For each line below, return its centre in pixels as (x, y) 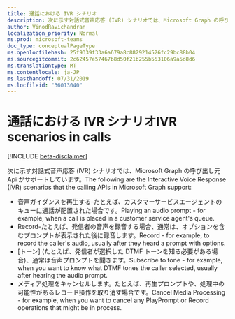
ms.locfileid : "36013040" (45, 85)
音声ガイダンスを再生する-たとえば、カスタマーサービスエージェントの (120, 202)
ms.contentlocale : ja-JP (43, 72)
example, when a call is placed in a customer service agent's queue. (116, 218)
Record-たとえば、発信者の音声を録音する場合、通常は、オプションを (118, 227)
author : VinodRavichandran (47, 27)
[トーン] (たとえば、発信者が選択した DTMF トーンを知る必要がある (114, 251)
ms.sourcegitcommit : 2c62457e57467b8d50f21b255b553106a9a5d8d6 (101, 59)
